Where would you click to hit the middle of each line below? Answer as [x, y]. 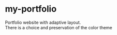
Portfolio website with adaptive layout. [43, 22]
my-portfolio [31, 9]
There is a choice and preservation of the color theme [59, 27]
